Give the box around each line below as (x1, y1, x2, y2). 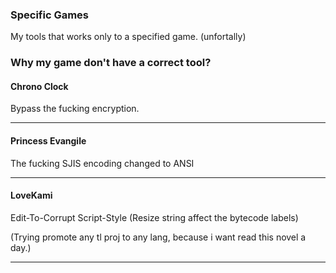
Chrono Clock (10, 80, 69, 92)
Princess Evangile (10, 135, 87, 147)
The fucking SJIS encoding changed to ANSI (10, 157, 195, 169)
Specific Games (10, 8, 90, 22)
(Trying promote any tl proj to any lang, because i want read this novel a (10, 231, 307, 243)
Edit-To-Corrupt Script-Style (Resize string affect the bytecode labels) (10, 211, 299, 223)
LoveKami (10, 189, 53, 202)
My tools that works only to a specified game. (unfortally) (10, 31, 247, 43)
